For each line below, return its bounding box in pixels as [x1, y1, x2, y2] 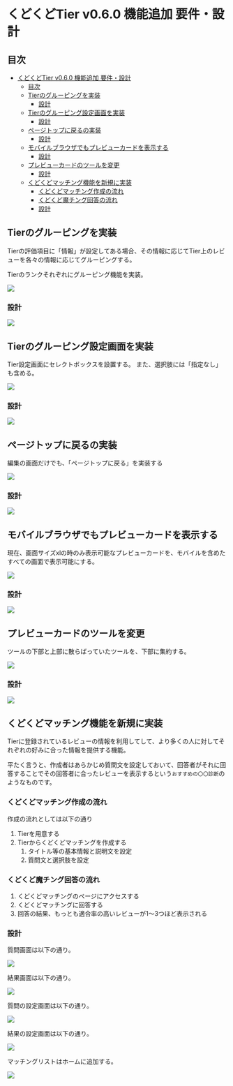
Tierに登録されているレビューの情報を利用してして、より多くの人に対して [7, 737, 219, 745]
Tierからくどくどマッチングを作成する [17, 838, 127, 847]
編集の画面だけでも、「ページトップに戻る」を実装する [7, 459, 163, 468]
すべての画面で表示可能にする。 [7, 558, 99, 566]
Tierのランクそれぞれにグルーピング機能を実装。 [7, 270, 147, 278]
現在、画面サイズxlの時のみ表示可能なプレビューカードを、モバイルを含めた [7, 549, 226, 557]
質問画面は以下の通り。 [7, 946, 75, 954]
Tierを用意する [17, 829, 60, 838]
